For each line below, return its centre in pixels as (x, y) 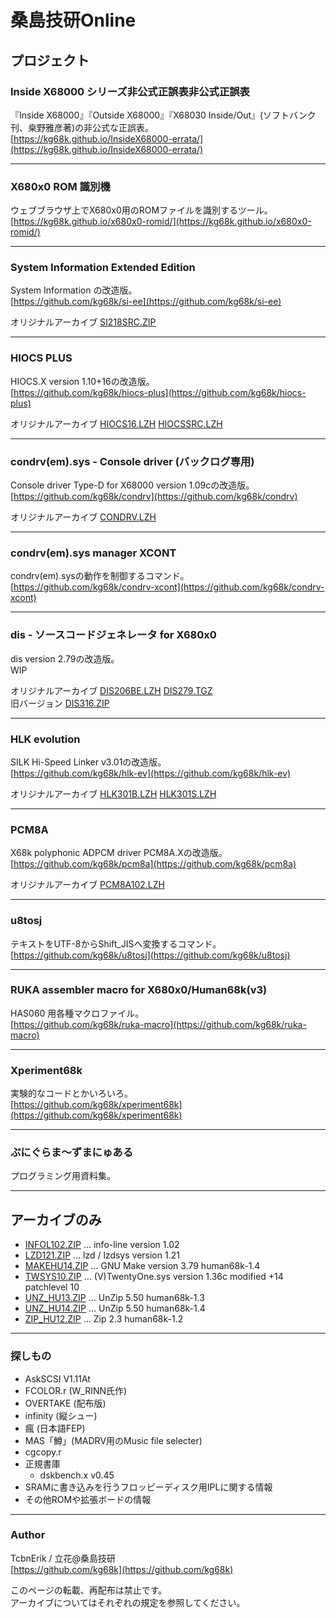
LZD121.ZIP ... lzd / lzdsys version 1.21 (102, 1255)
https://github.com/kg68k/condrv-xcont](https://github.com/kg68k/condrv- (169, 587)
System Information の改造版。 (74, 290)
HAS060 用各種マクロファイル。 (77, 1013)
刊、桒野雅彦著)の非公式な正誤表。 (82, 127)
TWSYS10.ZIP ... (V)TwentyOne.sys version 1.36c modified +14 (154, 1277)
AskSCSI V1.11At (57, 1378)
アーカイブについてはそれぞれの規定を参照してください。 (128, 1602)
